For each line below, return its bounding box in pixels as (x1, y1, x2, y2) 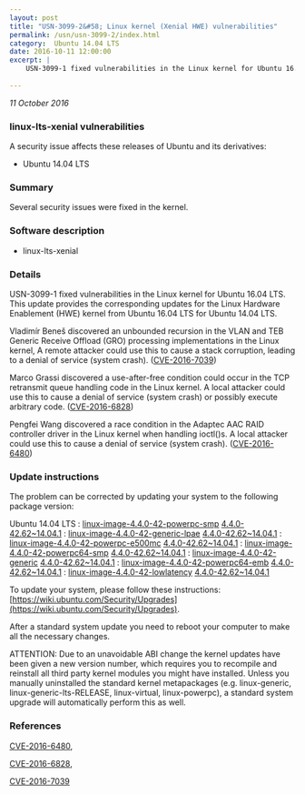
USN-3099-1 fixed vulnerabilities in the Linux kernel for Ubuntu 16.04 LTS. (9, 288, 286, 299)
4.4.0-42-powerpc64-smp (9, 548, 109, 559)
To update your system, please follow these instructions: (9, 584, 221, 596)
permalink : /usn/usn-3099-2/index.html (9, 30, 161, 39)
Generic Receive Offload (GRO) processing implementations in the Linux (9, 335, 280, 346)
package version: (9, 501, 74, 512)
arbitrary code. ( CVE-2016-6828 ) (9, 401, 134, 412)
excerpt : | (9, 55, 51, 65)
